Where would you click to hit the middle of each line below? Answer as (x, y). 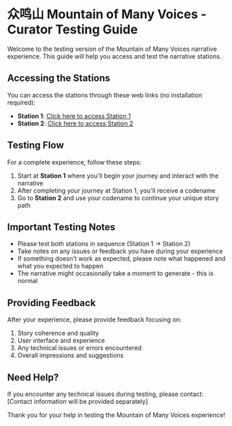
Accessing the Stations (59, 78)
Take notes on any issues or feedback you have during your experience (120, 251)
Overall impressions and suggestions (70, 356)
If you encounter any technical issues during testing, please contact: (106, 394)
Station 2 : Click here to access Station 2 (75, 123)
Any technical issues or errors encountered (79, 348)
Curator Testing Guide (72, 30)
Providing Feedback (52, 303)
